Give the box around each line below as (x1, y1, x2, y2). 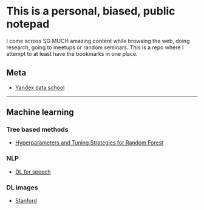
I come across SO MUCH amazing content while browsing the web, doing (6, 37, 190, 44)
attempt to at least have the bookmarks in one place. (6, 50, 138, 57)
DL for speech (15, 168, 51, 175)
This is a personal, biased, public (6, 4, 175, 18)
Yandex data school (15, 84, 65, 91)
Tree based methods (6, 126, 69, 134)
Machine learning (6, 107, 74, 118)
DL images (6, 183, 38, 192)
